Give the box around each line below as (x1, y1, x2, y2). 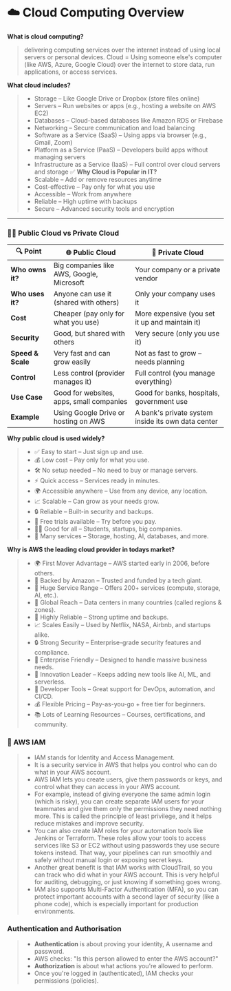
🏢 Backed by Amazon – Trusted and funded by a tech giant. (34, 576, 203, 585)
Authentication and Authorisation (7, 924, 122, 934)
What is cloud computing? (7, 32, 84, 41)
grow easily (53, 357, 91, 367)
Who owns (10, 265, 47, 275)
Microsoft (53, 278, 85, 287)
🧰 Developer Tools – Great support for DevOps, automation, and (34, 685, 215, 693)
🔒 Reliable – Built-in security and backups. (34, 507, 154, 516)
